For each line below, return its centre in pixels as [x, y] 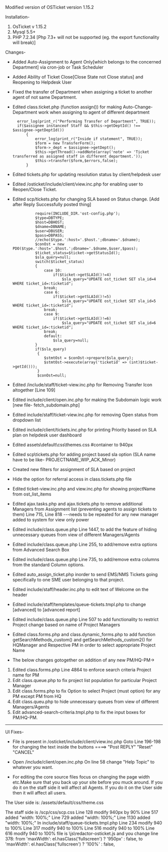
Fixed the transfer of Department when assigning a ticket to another [82, 92]
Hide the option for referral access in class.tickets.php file [72, 479]
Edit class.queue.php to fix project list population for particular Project [84, 680]
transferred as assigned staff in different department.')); [77, 156]
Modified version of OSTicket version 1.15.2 [49, 7]
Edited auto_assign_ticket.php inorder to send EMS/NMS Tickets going [85, 574]
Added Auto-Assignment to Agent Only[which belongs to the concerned [87, 62]
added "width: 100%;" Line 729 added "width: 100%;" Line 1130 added [78, 817]
